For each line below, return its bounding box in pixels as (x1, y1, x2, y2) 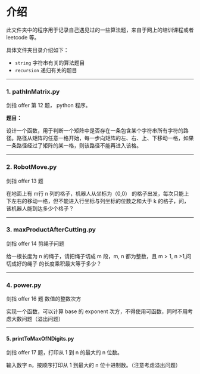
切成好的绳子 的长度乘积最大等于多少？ (6, 260, 102, 267)
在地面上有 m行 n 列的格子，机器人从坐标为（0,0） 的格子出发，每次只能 (6, 190, 185, 197)
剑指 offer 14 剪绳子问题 (6, 240, 64, 247)
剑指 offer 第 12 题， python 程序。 (6, 102, 91, 109)
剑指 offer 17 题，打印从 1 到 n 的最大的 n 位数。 (6, 349, 123, 356)
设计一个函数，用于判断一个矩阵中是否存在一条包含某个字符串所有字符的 (6, 127, 183, 134)
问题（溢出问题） (21, 316, 64, 323)
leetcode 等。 (6, 33, 40, 41)
